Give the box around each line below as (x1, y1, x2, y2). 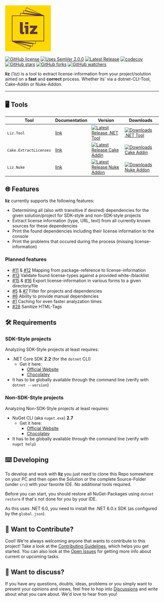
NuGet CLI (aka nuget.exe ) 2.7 (12, 415, 73, 421)
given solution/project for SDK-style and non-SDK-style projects (12, 212, 141, 218)
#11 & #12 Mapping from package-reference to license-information (12, 267, 146, 273)
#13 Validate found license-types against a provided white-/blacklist (12, 272, 149, 278)
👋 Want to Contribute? (5, 525, 74, 533)
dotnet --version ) (12, 382, 49, 388)
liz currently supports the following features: (5, 198, 95, 204)
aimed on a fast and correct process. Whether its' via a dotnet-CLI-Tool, (5, 76, 151, 82)
